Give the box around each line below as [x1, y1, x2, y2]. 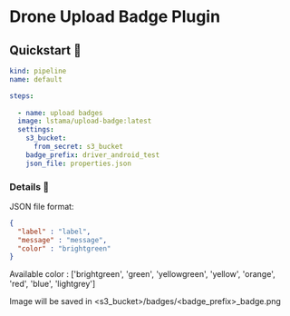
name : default [9, 74, 63, 84]
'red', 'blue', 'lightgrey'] [9, 279, 96, 290]
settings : [17, 125, 54, 134]
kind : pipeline [9, 66, 67, 75]
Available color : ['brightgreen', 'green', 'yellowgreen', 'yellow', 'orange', [9, 269, 275, 280]
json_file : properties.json [25, 159, 131, 168]
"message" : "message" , [17, 235, 107, 244]
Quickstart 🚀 [9, 43, 82, 58]
